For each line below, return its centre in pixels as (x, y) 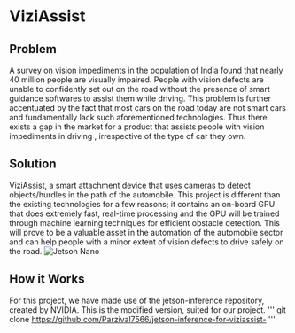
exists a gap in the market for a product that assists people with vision (137, 127)
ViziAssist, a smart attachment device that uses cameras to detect (130, 185)
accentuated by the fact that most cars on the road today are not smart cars (147, 108)
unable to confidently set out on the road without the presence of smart (140, 89)
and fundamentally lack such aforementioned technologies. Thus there (138, 117)
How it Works (47, 279)
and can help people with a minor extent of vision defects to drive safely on (147, 242)
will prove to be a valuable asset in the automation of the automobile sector (146, 232)
